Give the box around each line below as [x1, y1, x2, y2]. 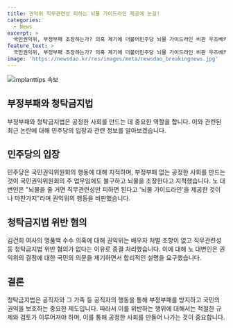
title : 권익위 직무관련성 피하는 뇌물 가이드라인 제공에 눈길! [7, 10, 160, 17]
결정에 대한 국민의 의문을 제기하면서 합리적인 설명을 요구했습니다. [25, 254, 202, 262]
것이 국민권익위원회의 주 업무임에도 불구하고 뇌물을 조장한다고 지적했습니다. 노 [7, 177, 218, 185]
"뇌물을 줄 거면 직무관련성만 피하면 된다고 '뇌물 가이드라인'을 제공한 [25, 186, 208, 194]
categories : [7, 17, 42, 24]
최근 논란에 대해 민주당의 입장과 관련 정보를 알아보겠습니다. [7, 126, 166, 134]
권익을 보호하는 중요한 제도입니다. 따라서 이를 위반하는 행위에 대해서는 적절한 [7, 304, 215, 313]
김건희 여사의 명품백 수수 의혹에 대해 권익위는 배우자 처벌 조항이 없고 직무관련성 [7, 236, 222, 245]
